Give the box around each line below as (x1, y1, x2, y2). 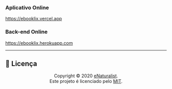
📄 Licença (5, 59, 37, 68)
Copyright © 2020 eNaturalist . (54, 73, 118, 79)
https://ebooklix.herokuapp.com (5, 40, 73, 46)
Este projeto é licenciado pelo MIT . (49, 78, 123, 84)
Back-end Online (5, 28, 48, 36)
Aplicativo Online (5, 4, 50, 11)
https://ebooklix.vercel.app (5, 16, 62, 22)
